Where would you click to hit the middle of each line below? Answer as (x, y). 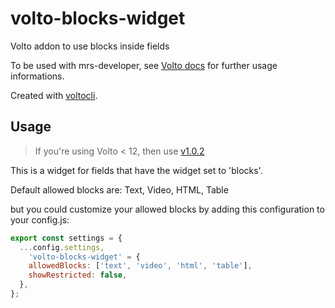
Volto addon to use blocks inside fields (90, 46)
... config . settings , (62, 247)
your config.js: (40, 219)
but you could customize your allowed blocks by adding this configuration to (167, 209)
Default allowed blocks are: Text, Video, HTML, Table (119, 189)
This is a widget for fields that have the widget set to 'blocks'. (136, 170)
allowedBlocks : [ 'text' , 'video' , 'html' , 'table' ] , (140, 266)
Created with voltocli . (54, 95)
